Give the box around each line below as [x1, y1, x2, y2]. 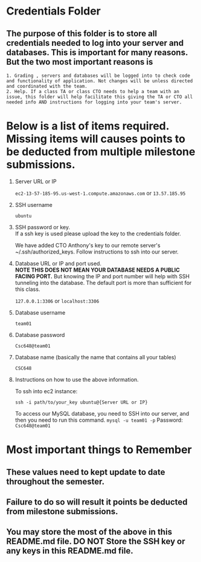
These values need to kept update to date [6, 467, 165, 477]
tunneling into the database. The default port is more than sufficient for [14, 279, 192, 286]
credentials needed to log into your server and [6, 38, 184, 48]
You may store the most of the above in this [6, 527, 173, 537]
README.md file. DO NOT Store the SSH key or [6, 537, 185, 547]
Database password [14, 331, 65, 338]
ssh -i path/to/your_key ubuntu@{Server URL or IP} [14, 399, 148, 405]
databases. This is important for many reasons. [6, 47, 188, 57]
